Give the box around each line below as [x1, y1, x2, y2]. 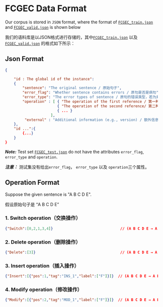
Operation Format [5, 178, 60, 187]
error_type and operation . [5, 154, 58, 160]
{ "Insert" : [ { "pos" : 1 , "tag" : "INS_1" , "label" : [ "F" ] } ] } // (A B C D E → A [5, 274, 155, 279]
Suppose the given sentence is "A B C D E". [5, 191, 92, 197]
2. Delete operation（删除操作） [5, 238, 81, 245]
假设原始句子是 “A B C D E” [5, 201, 59, 207]
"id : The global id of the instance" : [14, 77, 95, 81]
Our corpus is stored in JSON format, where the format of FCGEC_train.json [5, 19, 153, 25]
